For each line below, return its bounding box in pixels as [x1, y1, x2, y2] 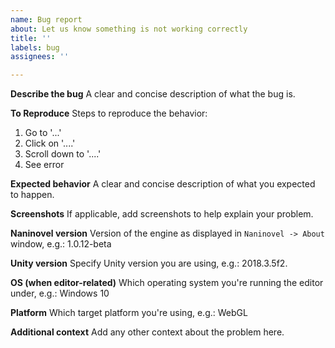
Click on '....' [24, 137, 76, 150]
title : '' [10, 33, 52, 43]
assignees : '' [10, 52, 70, 62]
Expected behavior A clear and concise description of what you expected [10, 178, 316, 190]
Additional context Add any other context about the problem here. [10, 326, 285, 338]
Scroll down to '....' [24, 148, 102, 160]
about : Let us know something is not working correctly [10, 24, 248, 34]
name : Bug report [10, 14, 83, 25]
